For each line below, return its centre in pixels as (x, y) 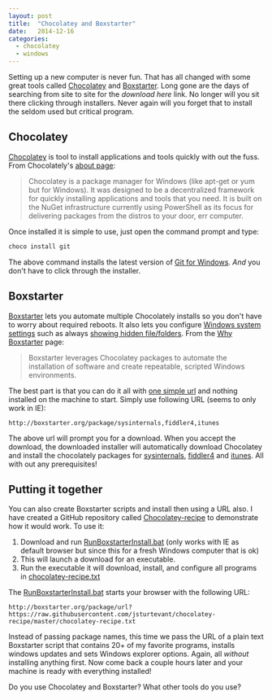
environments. (52, 374)
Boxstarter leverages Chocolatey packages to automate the (127, 357)
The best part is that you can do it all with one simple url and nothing (123, 391)
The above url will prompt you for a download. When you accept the (122, 438)
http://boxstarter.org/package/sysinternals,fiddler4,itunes (114, 423)
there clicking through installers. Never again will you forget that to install (131, 103)
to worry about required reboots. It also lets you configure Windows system (135, 324)
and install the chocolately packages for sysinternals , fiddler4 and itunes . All (136, 455)
